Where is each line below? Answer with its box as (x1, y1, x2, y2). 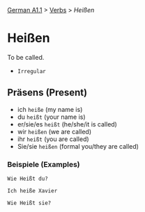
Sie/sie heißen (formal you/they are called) (17, 142, 139, 150)
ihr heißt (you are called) (17, 135, 89, 143)
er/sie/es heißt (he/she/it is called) (17, 120, 117, 128)
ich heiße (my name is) (17, 105, 83, 113)
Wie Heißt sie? (7, 199, 52, 207)
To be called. (7, 53, 45, 61)
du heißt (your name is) (17, 113, 86, 121)
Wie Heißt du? (7, 175, 49, 183)
